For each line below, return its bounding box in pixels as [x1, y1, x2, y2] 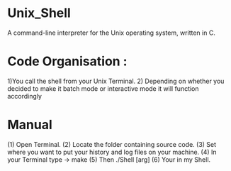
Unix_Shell [7, 5, 71, 21]
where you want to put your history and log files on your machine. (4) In [7, 148, 218, 156]
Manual [7, 117, 53, 133]
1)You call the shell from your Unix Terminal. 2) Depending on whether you [7, 77, 225, 85]
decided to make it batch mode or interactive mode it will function [7, 84, 200, 93]
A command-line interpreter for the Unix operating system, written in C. [7, 28, 216, 37]
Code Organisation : [7, 53, 128, 70]
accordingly [7, 92, 43, 100]
